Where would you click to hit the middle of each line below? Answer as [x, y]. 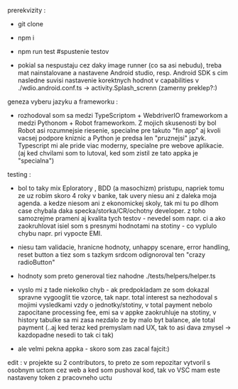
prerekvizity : [27, 10]
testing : [19, 174]
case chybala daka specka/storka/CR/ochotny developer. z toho [112, 211]
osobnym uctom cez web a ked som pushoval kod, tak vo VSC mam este [114, 370]
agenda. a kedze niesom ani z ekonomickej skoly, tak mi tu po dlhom [118, 203]
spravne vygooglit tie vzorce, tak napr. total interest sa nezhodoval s [118, 297]
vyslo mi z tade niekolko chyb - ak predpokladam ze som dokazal [113, 290]
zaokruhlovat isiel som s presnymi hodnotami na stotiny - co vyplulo [117, 226]
